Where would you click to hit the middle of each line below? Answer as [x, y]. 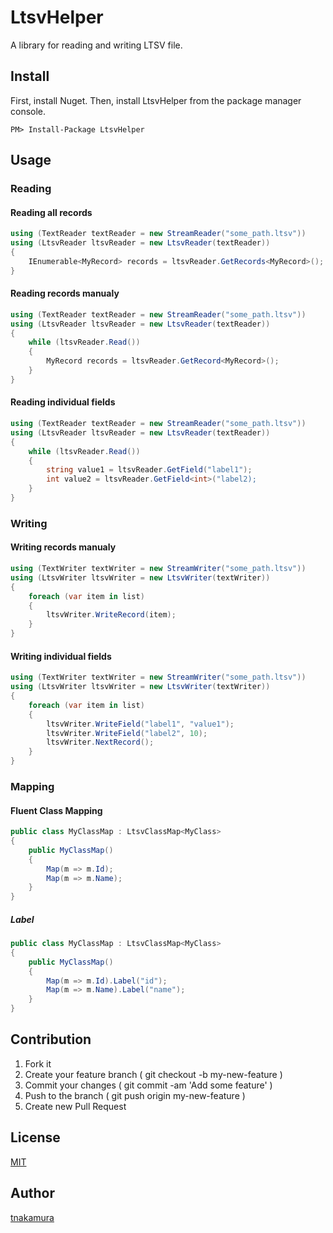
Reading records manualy [65, 293]
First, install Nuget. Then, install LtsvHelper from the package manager [156, 100]
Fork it [38, 1063]
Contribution [51, 1039]
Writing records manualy [63, 547]
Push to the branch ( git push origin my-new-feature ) [135, 1095]
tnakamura [32, 1217]
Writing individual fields [61, 656]
